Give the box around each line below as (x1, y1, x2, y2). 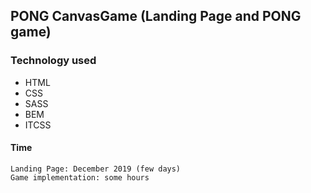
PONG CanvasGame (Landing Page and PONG (10, 8, 302, 25)
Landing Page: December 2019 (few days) (10, 164, 182, 174)
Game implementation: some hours (10, 172, 150, 183)
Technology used (10, 54, 97, 68)
